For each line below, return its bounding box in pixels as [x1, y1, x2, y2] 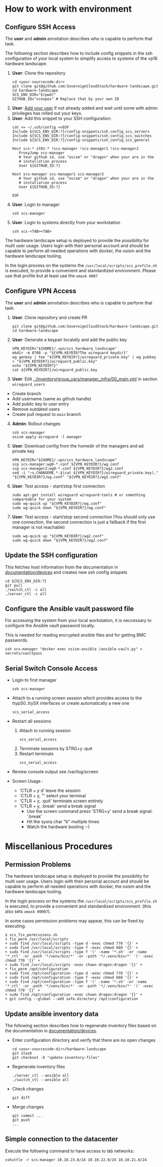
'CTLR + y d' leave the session [19, 788, 81, 793]
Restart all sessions [12, 718, 52, 724]
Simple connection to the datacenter [5, 1135, 118, 1143]
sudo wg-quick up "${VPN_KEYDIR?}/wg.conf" [12, 501, 102, 506]
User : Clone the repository [12, 70, 66, 76]
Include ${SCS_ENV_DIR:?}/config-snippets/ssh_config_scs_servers [12, 129, 150, 134]
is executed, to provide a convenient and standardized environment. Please [5, 268, 156, 273]
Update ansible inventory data [5, 1010, 99, 1018]
